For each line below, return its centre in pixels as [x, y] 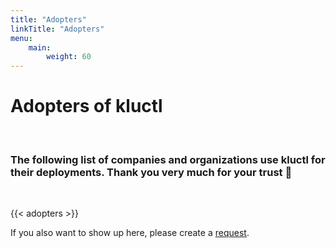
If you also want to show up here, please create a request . [130, 233]
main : [40, 47]
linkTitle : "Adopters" [57, 29]
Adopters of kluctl [86, 106]
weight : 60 [69, 57]
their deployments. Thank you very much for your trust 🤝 [151, 172]
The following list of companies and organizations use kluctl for [168, 159]
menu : [21, 38]
